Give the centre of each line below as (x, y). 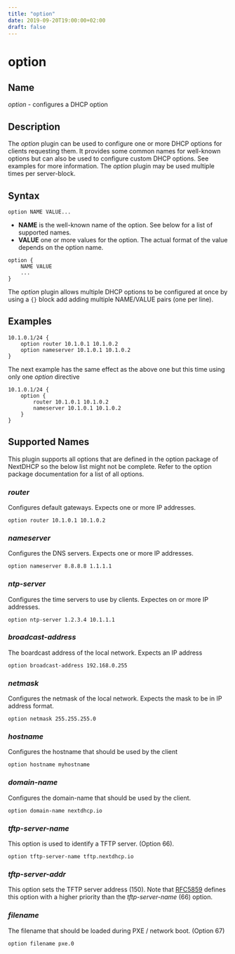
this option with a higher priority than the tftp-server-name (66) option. (110, 897)
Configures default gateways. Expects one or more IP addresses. (102, 507)
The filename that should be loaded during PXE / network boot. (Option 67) (116, 931)
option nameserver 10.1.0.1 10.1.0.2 (76, 350)
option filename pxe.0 (41, 943)
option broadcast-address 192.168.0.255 (68, 665)
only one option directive (44, 377)
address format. (31, 706)
